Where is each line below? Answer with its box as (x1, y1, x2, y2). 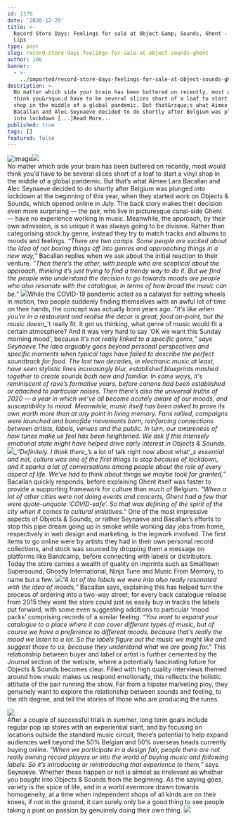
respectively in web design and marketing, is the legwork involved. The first (7, 530, 226, 538)
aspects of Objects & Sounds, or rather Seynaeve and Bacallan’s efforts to (7, 515, 221, 524)
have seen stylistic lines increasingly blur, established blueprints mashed (7, 365, 219, 373)
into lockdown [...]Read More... (13, 115, 112, 122)
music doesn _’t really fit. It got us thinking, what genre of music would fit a (7, 320, 223, 328)
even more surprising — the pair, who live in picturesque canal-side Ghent (7, 207, 223, 215)
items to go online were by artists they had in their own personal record (7, 537, 214, 545)
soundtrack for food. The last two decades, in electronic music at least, (7, 357, 215, 366)
